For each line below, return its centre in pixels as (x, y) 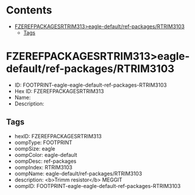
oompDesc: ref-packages (45, 161)
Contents (29, 10)
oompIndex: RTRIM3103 (43, 167)
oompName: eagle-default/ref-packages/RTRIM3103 (78, 173)
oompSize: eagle (35, 148)
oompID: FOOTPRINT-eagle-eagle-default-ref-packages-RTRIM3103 (97, 186)
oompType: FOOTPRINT (43, 142)
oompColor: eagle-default (46, 155)
